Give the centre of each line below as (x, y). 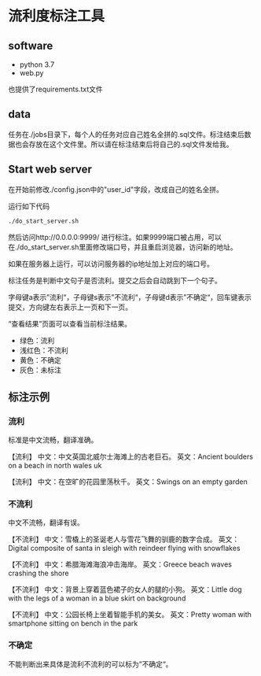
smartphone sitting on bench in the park (73, 623)
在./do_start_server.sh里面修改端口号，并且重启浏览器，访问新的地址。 (123, 247)
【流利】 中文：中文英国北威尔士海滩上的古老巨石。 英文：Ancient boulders (131, 456)
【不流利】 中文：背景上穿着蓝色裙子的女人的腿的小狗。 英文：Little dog (125, 589)
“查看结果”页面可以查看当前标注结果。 (70, 323)
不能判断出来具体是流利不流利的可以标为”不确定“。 (90, 664)
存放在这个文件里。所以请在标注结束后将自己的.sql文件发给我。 (131, 144)
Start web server (50, 170)
